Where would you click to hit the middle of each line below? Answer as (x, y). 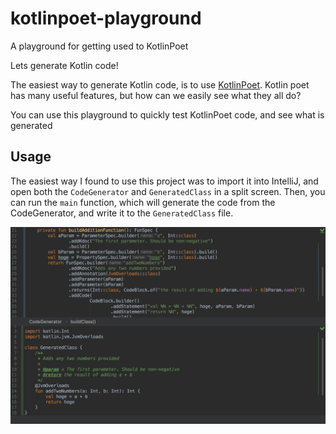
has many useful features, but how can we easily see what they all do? (156, 95)
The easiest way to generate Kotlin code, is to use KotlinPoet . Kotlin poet (160, 84)
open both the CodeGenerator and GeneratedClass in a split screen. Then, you (168, 191)
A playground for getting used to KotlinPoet (99, 46)
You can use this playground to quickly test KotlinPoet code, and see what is (167, 114)
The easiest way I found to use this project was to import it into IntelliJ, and (164, 181)
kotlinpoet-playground (106, 18)
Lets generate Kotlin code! (64, 65)
